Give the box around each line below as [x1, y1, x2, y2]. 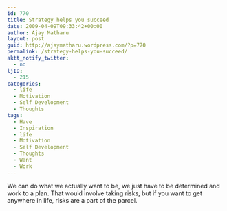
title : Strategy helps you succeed [7, 16, 109, 23]
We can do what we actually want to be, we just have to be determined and [7, 182, 220, 190]
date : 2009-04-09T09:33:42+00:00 [7, 23, 103, 29]
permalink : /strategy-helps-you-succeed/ [7, 49, 128, 55]
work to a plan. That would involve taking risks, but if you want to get [7, 189, 203, 197]
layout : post [7, 36, 45, 42]
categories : [7, 80, 41, 87]
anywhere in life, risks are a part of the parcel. [7, 196, 138, 204]
